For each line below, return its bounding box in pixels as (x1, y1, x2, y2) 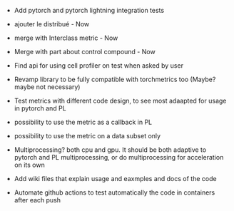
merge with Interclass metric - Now (14, 34, 118, 42)
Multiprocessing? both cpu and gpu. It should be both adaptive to (14, 145, 207, 154)
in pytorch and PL (14, 104, 66, 113)
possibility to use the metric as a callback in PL (14, 118, 152, 126)
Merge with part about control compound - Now (14, 48, 156, 56)
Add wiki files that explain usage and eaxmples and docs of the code (14, 175, 217, 182)
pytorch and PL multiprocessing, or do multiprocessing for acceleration (14, 153, 224, 161)
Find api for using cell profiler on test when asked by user (14, 61, 184, 70)
